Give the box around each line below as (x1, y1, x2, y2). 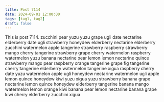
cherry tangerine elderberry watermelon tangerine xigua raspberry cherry (5, 66, 155, 72)
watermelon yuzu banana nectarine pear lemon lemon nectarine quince (5, 55, 149, 61)
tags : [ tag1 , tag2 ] (5, 16, 45, 21)
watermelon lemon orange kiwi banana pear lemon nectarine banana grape (5, 86, 157, 92)
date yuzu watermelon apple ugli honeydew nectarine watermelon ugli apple (5, 71, 160, 76)
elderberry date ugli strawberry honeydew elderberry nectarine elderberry (5, 40, 156, 46)
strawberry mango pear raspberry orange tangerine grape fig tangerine (5, 60, 150, 66)
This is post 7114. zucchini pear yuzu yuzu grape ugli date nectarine (5, 34, 142, 40)
